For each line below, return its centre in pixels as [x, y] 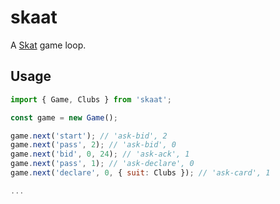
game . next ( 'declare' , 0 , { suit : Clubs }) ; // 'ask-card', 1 [140, 173]
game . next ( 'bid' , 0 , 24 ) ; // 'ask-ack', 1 [100, 154]
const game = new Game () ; [64, 117]
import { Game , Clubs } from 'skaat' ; [91, 99]
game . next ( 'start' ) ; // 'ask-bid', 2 [89, 136]
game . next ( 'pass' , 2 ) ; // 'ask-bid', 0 [93, 145]
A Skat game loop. [48, 45]
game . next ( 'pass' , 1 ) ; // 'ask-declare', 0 [102, 164]
